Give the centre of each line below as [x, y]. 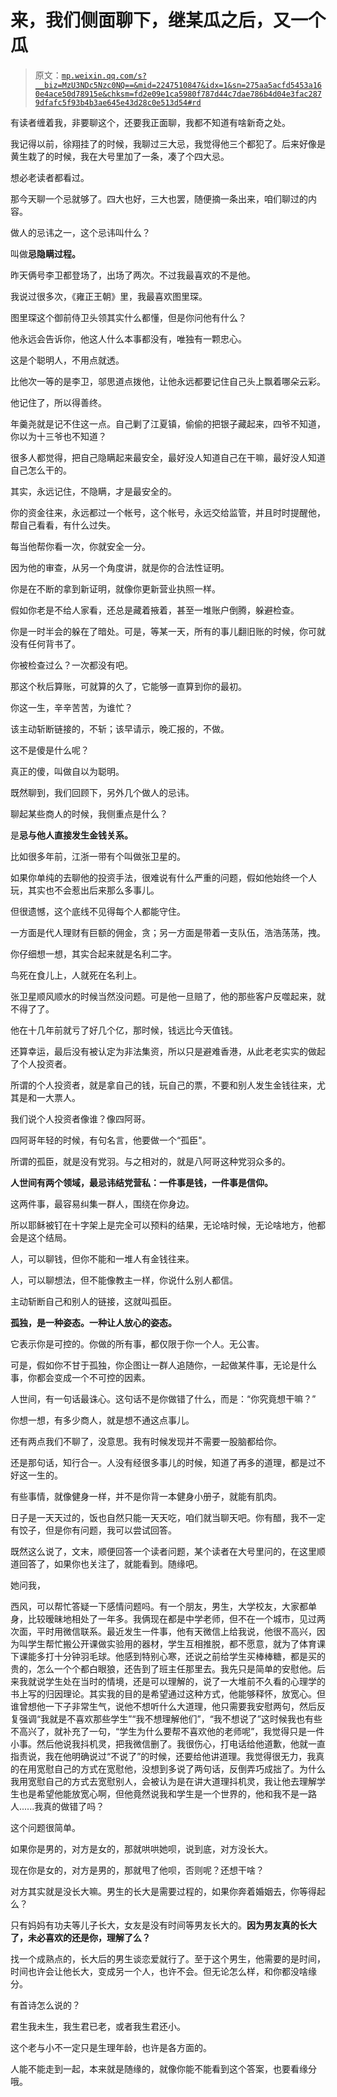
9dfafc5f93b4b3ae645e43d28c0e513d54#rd [118, 102]
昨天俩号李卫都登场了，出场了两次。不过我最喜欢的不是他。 [133, 275]
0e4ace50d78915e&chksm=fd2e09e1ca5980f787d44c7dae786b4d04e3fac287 [178, 94]
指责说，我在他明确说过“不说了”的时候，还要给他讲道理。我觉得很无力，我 [163, 1756]
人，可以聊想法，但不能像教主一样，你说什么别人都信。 [124, 1280]
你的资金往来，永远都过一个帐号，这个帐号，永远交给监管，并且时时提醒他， [168, 512]
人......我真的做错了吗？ [57, 1806]
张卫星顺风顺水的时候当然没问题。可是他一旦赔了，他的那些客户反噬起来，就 [168, 996]
